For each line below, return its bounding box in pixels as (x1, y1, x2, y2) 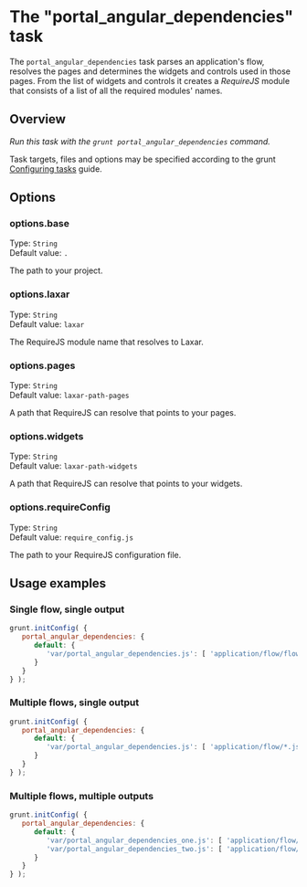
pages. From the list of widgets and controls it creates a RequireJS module (9, 75, 291, 86)
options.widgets (9, 429, 84, 442)
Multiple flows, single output (9, 696, 140, 709)
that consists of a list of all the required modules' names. (9, 85, 223, 96)
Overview (9, 111, 67, 127)
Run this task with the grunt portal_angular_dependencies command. (9, 135, 271, 147)
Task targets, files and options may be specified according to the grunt (9, 153, 276, 164)
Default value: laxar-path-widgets (9, 460, 138, 471)
